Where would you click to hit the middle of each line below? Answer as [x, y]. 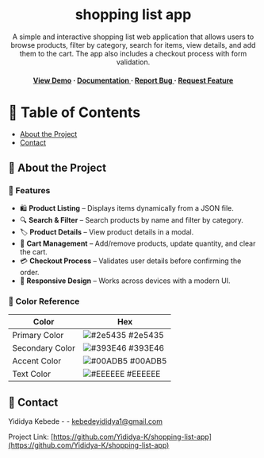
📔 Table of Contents [75, 112]
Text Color [32, 374]
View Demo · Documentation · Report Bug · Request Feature [133, 80]
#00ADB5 [148, 361]
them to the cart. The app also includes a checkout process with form [133, 53]
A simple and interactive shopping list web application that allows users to [133, 37]
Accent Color [37, 361]
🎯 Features [29, 190]
